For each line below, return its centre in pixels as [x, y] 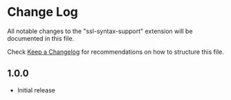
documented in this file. [41, 38]
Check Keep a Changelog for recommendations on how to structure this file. [116, 52]
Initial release [36, 90]
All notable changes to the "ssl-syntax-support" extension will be [100, 31]
